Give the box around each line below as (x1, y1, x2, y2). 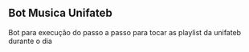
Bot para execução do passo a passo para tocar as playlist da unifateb (8, 27, 242, 37)
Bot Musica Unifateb (8, 6, 112, 20)
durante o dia (8, 36, 52, 46)
